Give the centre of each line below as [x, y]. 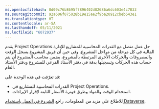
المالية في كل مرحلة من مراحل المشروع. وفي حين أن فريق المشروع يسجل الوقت [80, 52]
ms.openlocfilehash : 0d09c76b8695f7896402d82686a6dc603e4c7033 [71, 10]
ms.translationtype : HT [29, 19]
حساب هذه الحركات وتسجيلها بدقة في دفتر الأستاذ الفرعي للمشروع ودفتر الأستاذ [78, 62]
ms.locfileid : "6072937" [30, 32]
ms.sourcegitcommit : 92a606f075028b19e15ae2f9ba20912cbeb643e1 [71, 14]
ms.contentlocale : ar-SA [30, 23]
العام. [10, 67]
